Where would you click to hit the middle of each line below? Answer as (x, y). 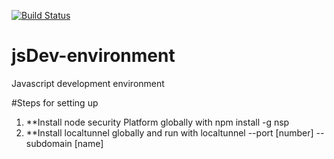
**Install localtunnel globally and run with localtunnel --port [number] (169, 132)
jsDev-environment (93, 56)
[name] (89, 143)
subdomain (49, 143)
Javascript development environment (88, 83)
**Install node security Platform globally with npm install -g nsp (157, 122)
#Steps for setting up (55, 102)
